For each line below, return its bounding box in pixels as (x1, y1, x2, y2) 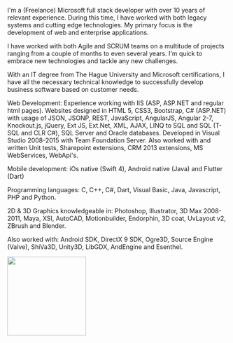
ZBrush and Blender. (7, 222, 66, 230)
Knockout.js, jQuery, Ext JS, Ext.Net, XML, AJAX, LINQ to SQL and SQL (7, 121, 212, 129)
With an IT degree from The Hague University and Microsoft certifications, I (7, 70, 225, 79)
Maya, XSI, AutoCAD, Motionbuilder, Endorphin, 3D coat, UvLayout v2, (23, 214, 226, 222)
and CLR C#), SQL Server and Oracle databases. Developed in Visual (20, 129, 220, 137)
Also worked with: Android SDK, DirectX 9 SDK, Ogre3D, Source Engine (7, 235, 213, 243)
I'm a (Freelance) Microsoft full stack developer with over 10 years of (7, 6, 206, 14)
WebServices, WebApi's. (7, 151, 78, 159)
